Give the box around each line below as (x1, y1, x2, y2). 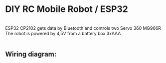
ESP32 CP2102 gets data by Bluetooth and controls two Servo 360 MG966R (5, 25, 161, 31)
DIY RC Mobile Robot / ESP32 (5, 3, 128, 15)
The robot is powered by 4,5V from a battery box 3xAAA (5, 30, 121, 36)
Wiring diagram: (5, 50, 57, 59)
